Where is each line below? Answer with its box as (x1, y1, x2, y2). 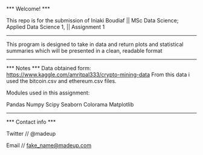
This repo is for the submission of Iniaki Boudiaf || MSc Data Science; (6, 17, 179, 24)
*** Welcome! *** (6, 5, 50, 12)
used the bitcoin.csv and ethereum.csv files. (6, 77, 117, 84)
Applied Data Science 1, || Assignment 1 (6, 24, 105, 30)
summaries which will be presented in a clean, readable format (6, 47, 163, 54)
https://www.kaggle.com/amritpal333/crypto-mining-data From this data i (6, 71, 190, 78)
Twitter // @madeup (6, 130, 56, 137)
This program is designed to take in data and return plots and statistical (6, 41, 184, 48)
